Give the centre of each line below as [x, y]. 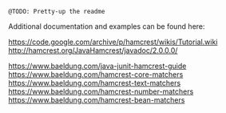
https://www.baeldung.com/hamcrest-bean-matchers [97, 100]
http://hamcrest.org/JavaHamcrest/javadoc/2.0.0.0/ [93, 50]
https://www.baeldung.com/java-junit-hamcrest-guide [97, 66]
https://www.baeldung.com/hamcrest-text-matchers [95, 83]
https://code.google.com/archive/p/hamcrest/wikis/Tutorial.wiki [113, 42]
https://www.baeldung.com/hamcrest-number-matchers [101, 91]
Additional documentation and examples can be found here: [107, 26]
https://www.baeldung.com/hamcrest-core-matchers [96, 75]
